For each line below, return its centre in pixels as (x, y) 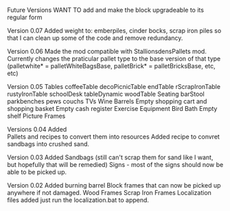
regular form (25, 17)
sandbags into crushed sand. (48, 144)
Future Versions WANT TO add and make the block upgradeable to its (106, 10)
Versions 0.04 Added (37, 129)
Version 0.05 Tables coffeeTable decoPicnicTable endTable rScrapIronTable (114, 87)
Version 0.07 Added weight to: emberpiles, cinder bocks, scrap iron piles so (114, 31)
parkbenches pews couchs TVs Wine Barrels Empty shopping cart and (107, 101)
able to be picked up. (37, 172)
